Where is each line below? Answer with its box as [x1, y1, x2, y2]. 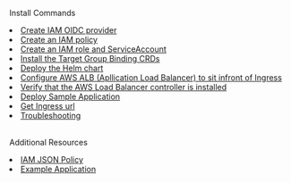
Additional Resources [9, 137, 88, 147]
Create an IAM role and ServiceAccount [21, 44, 167, 54]
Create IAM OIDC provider [21, 25, 117, 35]
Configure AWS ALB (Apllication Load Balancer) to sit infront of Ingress [21, 72, 282, 83]
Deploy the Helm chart [21, 62, 104, 73]
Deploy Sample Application [21, 91, 121, 102]
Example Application [21, 164, 97, 174]
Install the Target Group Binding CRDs [21, 54, 160, 63]
